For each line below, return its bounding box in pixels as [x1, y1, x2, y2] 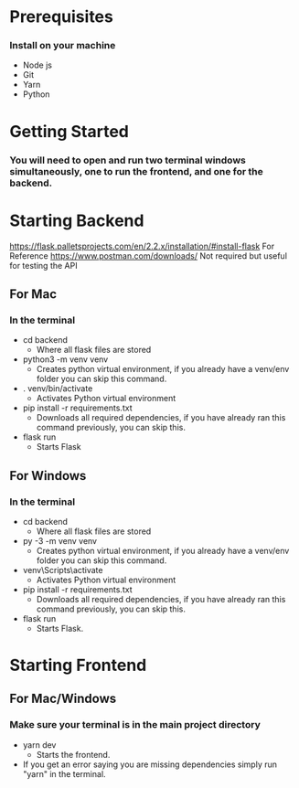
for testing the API [9, 260, 78, 271]
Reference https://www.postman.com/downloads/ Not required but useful [9, 250, 288, 261]
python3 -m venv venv [22, 354, 109, 365]
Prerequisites [9, 6, 114, 27]
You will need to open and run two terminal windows [9, 154, 247, 166]
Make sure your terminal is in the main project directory [9, 719, 261, 731]
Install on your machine [9, 39, 116, 52]
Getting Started [9, 121, 130, 142]
